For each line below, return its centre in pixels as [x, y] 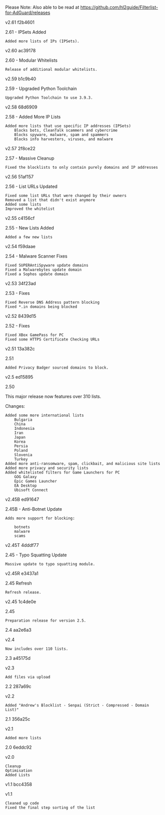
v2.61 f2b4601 [20, 22]
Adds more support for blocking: [40, 518]
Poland [21, 450]
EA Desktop [26, 486]
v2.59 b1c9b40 [21, 79]
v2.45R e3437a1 [22, 573]
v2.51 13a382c [20, 349]
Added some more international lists [45, 415]
